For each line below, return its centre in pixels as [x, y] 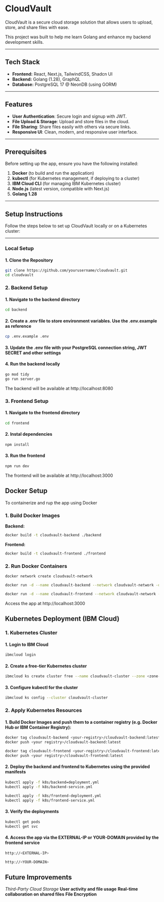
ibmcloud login [20, 655]
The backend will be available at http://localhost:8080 [59, 388]
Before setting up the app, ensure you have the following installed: [72, 164]
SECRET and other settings [33, 353]
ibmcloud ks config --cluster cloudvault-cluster [57, 698]
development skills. [24, 42]
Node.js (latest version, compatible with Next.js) [61, 189]
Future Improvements [39, 877]
